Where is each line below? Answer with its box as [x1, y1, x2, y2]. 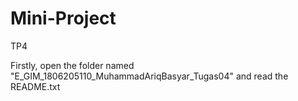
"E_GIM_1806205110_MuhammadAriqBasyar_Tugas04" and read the [10, 70, 289, 82]
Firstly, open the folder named [10, 59, 135, 71]
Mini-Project [10, 7, 117, 30]
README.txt [10, 80, 61, 92]
